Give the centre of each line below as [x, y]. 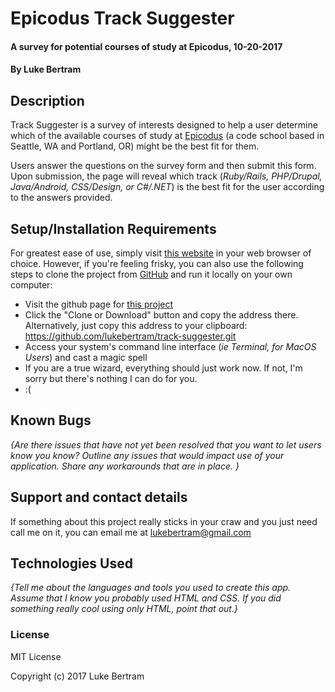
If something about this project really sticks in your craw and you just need [164, 521]
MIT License [36, 656]
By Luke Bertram [46, 69]
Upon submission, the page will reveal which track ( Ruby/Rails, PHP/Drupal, [166, 176]
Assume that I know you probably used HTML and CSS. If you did [146, 598]
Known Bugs [51, 420]
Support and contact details [99, 497]
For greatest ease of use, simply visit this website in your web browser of [161, 253]
